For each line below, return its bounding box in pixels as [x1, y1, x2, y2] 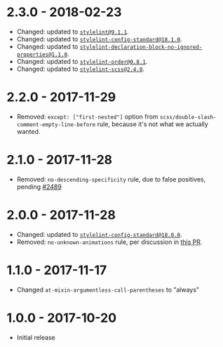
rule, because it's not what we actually [97, 120, 208, 128]
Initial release [16, 333, 55, 341]
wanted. [16, 127, 41, 135]
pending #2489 [16, 182, 62, 191]
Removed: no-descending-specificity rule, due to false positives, [16, 175, 206, 183]
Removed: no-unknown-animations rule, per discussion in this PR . [16, 238, 203, 246]
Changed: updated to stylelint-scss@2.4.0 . [16, 64, 145, 73]
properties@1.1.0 [16, 50, 68, 58]
